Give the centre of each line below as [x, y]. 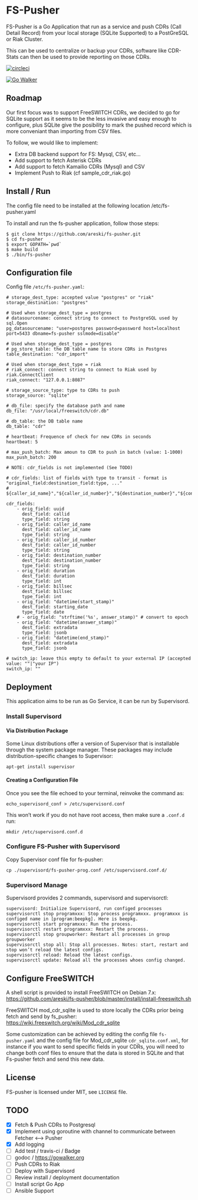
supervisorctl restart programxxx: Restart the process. [77, 929]
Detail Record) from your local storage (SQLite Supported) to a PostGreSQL [98, 32]
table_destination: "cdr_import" [47, 354]
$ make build [22, 249]
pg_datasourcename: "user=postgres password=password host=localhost [93, 329]
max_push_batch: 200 [32, 457]
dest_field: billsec [47, 592]
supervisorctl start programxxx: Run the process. [70, 924]
